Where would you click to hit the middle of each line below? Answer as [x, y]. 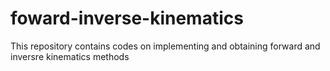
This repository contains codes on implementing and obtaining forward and [165, 46]
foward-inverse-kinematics [127, 18]
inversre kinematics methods [70, 56]
